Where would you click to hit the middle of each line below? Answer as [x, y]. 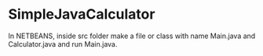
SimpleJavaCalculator [82, 14]
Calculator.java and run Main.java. [63, 44]
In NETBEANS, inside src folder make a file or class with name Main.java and [132, 36]
